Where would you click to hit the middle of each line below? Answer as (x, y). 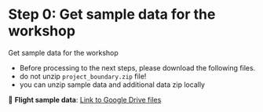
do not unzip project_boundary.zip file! (83, 76)
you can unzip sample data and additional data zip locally (112, 85)
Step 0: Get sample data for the (112, 14)
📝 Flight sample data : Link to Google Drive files (85, 99)
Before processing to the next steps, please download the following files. (137, 67)
